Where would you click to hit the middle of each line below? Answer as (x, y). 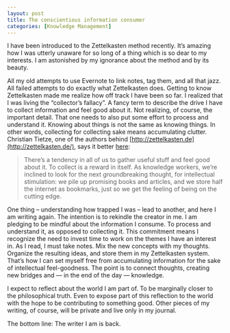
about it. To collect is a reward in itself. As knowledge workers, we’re (120, 167)
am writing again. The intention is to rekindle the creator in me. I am (102, 217)
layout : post (26, 13)
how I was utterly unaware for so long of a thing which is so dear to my (107, 53)
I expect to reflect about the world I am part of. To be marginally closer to (110, 288)
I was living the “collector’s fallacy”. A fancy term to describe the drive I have (115, 103)
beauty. (18, 68)
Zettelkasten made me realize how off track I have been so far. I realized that (115, 95)
